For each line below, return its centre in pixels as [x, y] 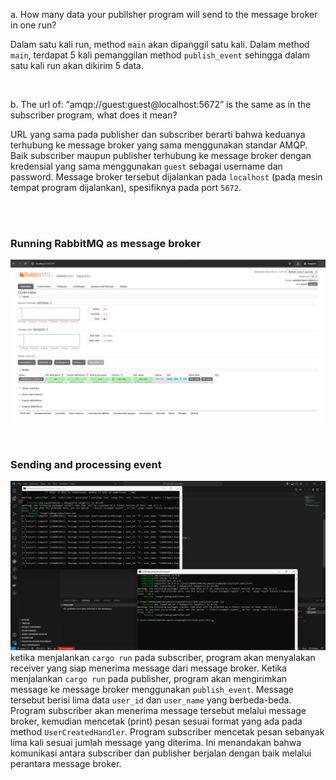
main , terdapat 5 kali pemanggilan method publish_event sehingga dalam [160, 55]
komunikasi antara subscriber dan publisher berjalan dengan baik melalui [161, 753]
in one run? [33, 25]
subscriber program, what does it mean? [94, 115]
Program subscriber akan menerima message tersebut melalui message [158, 711]
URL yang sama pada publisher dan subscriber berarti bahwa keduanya [158, 134]
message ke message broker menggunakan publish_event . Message [152, 690]
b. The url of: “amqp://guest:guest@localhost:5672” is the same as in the [161, 104]
